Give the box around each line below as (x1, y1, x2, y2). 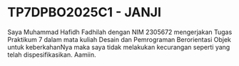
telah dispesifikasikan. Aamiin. (7, 50, 96, 59)
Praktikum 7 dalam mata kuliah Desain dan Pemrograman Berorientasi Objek (7, 35, 232, 43)
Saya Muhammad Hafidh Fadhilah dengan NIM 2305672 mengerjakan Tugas (7, 28, 233, 36)
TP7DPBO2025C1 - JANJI (7, 4, 162, 21)
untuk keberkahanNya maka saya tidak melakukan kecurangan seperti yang (7, 43, 230, 51)
